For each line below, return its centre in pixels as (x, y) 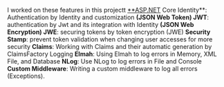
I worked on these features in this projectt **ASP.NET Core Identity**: (107, 10)
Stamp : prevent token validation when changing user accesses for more (110, 39)
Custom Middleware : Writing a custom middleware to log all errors (103, 69)
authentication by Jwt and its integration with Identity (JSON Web (101, 25)
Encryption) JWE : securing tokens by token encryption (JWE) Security (109, 32)
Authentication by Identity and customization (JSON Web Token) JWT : (108, 17)
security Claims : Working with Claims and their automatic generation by (110, 47)
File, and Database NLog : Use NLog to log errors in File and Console (105, 61)
